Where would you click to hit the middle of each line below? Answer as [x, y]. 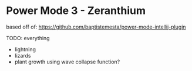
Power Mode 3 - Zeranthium [76, 11]
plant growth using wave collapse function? [67, 62]
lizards [23, 55]
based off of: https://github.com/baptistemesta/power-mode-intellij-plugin [96, 27]
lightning [25, 49]
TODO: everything [28, 38]
